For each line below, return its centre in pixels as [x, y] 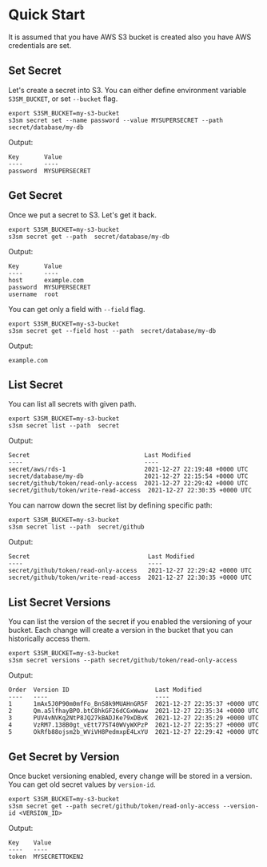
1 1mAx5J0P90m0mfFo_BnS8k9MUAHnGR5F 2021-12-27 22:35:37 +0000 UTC [134, 704]
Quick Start [47, 15]
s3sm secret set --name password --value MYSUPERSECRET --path [116, 120]
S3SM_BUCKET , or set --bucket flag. [63, 99]
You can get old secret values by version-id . [82, 784]
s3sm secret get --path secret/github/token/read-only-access [114, 806]
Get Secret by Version [64, 757]
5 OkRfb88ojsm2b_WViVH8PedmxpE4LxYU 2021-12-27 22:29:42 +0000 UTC [134, 732]
